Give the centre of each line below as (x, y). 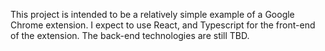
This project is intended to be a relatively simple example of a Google (152, 14)
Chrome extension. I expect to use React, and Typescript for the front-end (163, 25)
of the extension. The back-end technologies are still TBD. (130, 35)
